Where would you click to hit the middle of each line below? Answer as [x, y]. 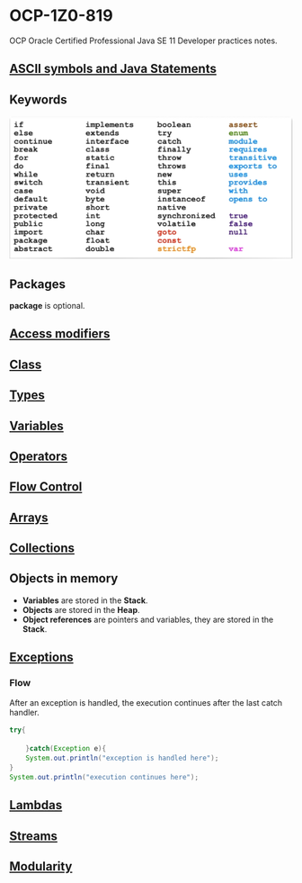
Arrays [29, 517]
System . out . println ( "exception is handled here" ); [122, 758]
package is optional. [47, 305]
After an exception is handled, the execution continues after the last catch [146, 702]
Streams [34, 836]
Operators [39, 456]
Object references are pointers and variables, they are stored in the [148, 619]
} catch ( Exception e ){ [66, 749]
